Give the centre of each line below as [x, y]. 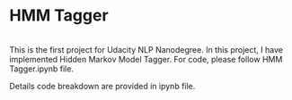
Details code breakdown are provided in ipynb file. [102, 86]
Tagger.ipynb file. [42, 69]
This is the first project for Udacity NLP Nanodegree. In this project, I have [146, 49]
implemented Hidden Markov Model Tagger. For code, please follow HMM [146, 59]
